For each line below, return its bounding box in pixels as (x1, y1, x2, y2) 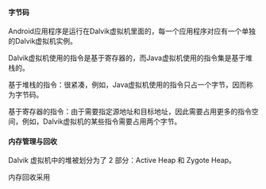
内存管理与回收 (8, 136, 57, 146)
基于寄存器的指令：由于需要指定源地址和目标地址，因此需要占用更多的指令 (8, 107, 252, 117)
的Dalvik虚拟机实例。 (8, 37, 78, 46)
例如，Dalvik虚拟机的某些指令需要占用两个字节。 (21, 117, 182, 126)
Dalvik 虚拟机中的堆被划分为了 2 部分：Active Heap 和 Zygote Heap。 (8, 156, 237, 165)
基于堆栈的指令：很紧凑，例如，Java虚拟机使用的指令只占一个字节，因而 (8, 80, 247, 90)
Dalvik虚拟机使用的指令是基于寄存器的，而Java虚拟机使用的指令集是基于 (8, 53, 246, 63)
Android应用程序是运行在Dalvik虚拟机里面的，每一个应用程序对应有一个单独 (8, 26, 256, 36)
